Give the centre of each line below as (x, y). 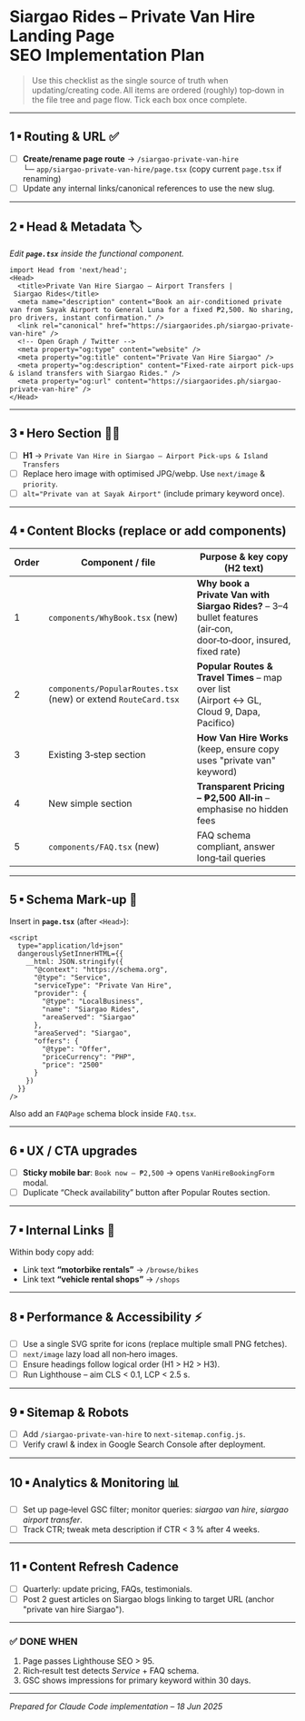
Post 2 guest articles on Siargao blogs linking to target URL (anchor (148, 1598)
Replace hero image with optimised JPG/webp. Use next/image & (144, 473)
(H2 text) (244, 567)
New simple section (90, 803)
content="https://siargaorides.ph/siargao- (198, 381)
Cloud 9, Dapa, (228, 712)
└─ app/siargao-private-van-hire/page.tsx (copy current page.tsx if (152, 169)
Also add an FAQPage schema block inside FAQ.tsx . (103, 1114)
